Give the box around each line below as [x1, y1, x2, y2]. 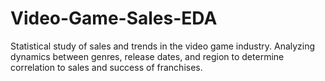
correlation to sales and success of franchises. [10, 61, 203, 73]
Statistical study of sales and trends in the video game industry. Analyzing [10, 40, 316, 52]
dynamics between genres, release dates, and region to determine [10, 50, 285, 62]
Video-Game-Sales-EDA [10, 7, 218, 30]
